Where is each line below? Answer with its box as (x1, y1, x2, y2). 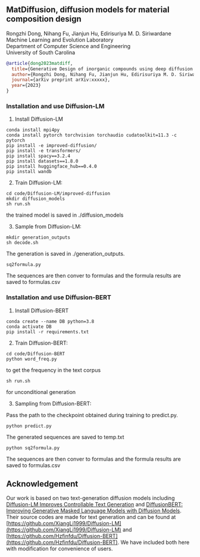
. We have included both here (117, 539, 190, 546)
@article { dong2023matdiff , (6, 60, 73, 66)
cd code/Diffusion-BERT (6, 351, 65, 356)
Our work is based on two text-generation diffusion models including (6, 495, 175, 502)
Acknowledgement (6, 479, 79, 489)
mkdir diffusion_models (6, 196, 65, 202)
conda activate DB (6, 324, 52, 330)
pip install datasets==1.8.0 (6, 158, 79, 164)
